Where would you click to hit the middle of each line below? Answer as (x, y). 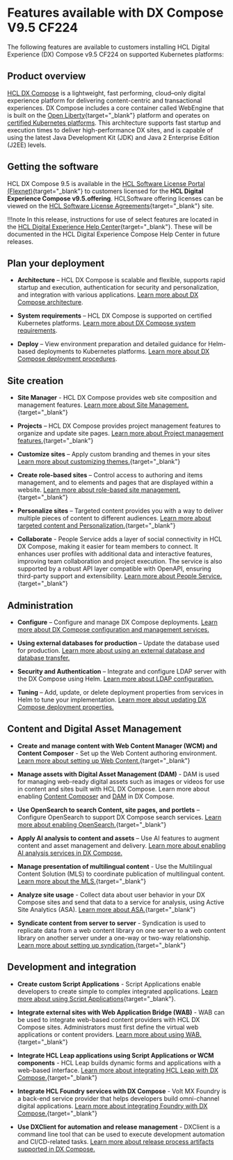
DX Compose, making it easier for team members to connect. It (107, 547)
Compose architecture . (50, 302)
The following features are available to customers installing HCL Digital (109, 47)
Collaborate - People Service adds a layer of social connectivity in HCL (120, 539)
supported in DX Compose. (56, 1149)
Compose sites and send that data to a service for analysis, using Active (121, 902)
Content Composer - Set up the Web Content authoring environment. (117, 753)
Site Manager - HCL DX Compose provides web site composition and (117, 398)
